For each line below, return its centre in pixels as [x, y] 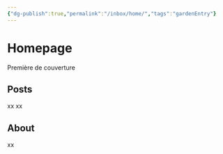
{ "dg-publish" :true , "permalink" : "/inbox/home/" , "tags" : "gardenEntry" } [112, 14]
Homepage [40, 48]
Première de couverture [41, 68]
